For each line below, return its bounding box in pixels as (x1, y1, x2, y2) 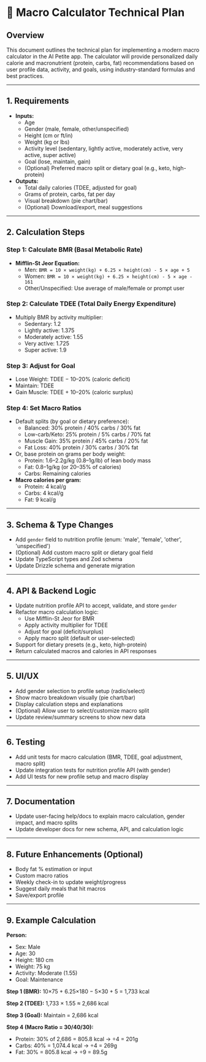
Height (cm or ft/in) (24, 131, 73, 139)
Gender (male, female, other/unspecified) (24, 125, 129, 133)
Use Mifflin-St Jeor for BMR (24, 615, 95, 622)
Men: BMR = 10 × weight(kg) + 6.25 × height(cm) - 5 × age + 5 (24, 266, 190, 273)
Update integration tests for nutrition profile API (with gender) (15, 766, 171, 773)
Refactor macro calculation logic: (15, 608, 99, 616)
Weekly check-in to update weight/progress (15, 878, 127, 886)
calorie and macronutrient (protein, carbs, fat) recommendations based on (6, 60, 194, 66)
